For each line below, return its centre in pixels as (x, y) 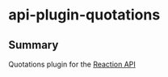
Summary (34, 45)
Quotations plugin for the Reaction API (72, 64)
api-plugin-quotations (84, 15)
